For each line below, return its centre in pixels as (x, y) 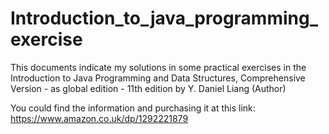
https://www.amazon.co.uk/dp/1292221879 (99, 118)
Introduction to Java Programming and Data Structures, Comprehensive (158, 78)
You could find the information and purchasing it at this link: (133, 108)
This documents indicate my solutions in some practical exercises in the (158, 67)
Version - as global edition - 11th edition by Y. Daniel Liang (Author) (148, 88)
